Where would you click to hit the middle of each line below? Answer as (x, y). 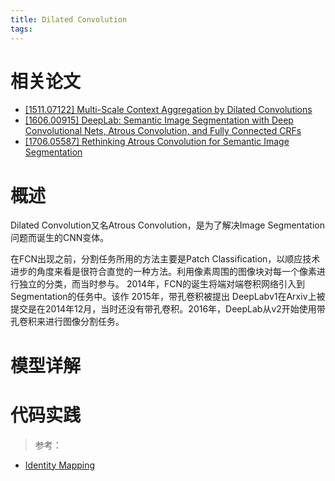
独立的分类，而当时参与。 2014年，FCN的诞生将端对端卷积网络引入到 (162, 284)
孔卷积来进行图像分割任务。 (67, 322)
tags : (21, 29)
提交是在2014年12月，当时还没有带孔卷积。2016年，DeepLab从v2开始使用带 (168, 309)
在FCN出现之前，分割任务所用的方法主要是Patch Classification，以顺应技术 (165, 259)
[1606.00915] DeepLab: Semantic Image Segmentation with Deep (159, 120)
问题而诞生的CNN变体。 (60, 238)
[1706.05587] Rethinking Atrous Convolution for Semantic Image (157, 142)
